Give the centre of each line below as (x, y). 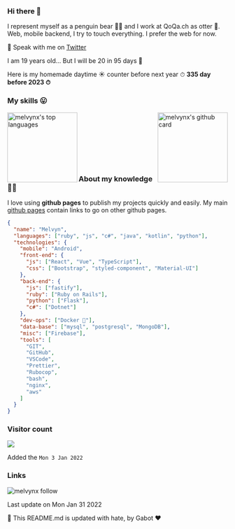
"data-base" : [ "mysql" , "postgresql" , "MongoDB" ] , (95, 327)
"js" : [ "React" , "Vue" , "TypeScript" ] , (84, 262)
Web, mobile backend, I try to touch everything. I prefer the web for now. (112, 34)
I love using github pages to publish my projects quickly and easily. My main (117, 203)
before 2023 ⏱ (29, 82)
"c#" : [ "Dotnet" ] (51, 307)
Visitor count (30, 429)
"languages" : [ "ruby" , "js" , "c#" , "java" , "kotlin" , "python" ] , (111, 236)
